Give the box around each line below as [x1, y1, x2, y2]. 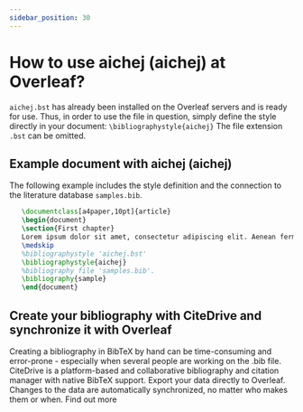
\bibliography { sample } [21, 275, 106, 284]
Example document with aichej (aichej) [9, 155, 233, 172]
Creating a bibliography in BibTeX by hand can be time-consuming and [9, 345, 272, 357]
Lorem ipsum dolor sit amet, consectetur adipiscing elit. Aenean [21, 232, 277, 241]
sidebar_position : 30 [9, 13, 91, 23]
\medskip [21, 240, 54, 249]
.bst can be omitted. [9, 130, 87, 141]
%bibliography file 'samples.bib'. [21, 266, 155, 276]
